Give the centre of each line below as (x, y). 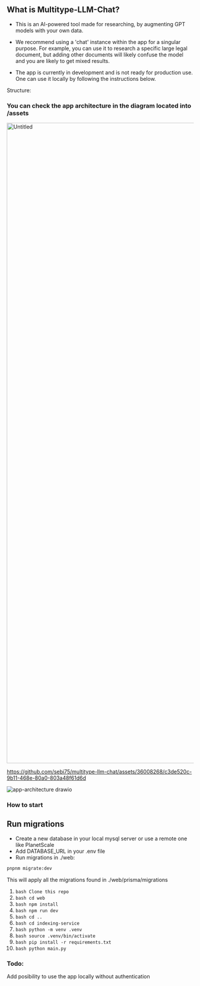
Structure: (19, 90)
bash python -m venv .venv (49, 930)
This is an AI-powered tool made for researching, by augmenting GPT (100, 24)
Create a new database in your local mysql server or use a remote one (101, 839)
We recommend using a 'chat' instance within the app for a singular (98, 42)
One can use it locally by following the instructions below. (85, 78)
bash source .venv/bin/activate (55, 936)
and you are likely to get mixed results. (63, 61)
